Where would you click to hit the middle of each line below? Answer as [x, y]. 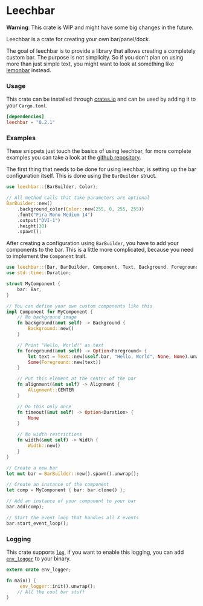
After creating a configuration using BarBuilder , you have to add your [93, 243]
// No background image [47, 317]
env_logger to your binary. [39, 558]
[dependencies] [25, 117]
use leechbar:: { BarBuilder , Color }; [52, 187]
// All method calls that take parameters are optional [78, 198]
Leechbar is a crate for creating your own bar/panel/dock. [78, 39]
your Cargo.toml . [27, 106]
